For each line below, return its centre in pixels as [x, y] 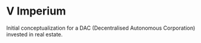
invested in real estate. [35, 34]
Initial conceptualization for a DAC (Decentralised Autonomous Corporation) [101, 28]
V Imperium [36, 11]
